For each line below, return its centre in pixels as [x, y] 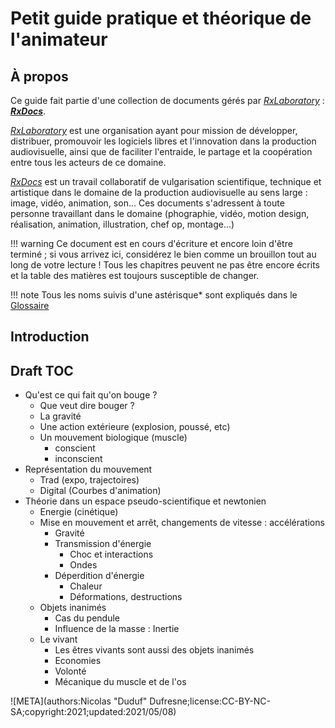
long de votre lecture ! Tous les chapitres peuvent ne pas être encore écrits [165, 265]
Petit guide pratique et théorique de [161, 18]
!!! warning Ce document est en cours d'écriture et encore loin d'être [151, 243]
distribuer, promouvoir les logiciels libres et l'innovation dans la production [163, 141]
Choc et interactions [111, 554]
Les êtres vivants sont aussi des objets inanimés [154, 650]
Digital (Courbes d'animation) [100, 491]
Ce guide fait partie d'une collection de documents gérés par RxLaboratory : [167, 100]
